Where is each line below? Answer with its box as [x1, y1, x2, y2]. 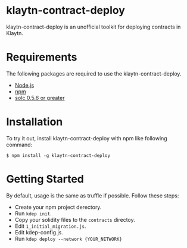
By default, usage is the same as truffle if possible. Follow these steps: [6, 192, 179, 199]
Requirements [6, 51, 77, 64]
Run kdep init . [14, 209, 52, 217]
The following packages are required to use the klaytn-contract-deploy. [6, 70, 182, 77]
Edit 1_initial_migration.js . [14, 222, 86, 230]
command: [6, 141, 33, 148]
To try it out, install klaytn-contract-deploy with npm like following [6, 134, 168, 142]
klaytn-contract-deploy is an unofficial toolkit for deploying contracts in [6, 23, 181, 30]
